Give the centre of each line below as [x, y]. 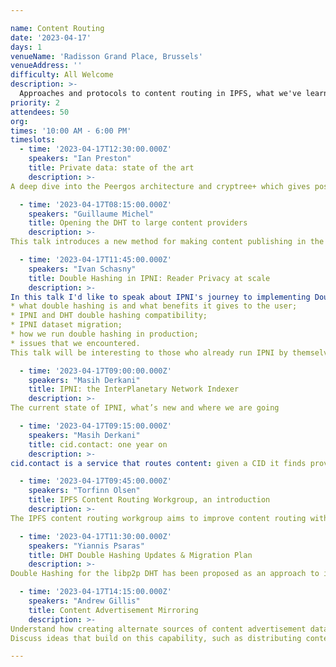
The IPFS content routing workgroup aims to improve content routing [158, 518]
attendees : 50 [40, 112]
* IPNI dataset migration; [66, 325]
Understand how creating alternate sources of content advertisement [158, 629]
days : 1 [26, 47]
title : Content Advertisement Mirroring [113, 610]
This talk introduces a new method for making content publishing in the [167, 242]
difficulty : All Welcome [62, 75]
